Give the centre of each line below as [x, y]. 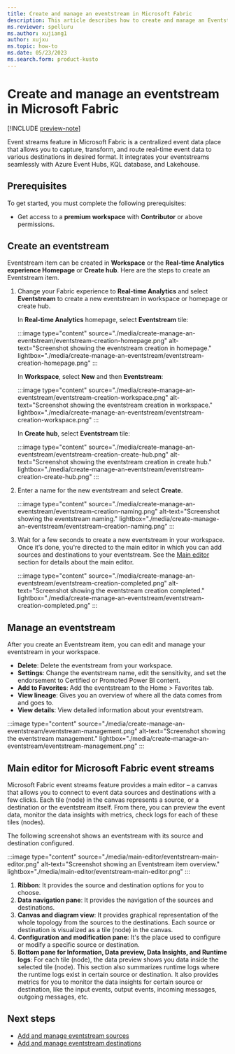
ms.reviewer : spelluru [40, 27]
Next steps [31, 1019]
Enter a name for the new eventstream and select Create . [100, 490]
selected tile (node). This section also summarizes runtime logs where [118, 966]
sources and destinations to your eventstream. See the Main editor [113, 555]
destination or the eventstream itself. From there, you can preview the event [116, 807]
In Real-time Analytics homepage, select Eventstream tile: [103, 320]
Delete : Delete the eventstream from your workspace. [95, 665]
